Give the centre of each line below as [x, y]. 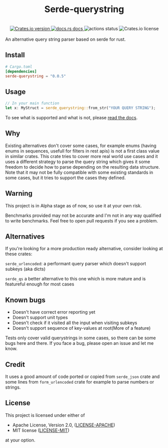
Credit [15, 364]
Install [15, 55]
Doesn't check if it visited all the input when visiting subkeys [75, 323]
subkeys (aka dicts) [26, 269]
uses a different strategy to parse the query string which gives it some [78, 162]
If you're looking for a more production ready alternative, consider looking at [84, 249]
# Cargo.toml [19, 66]
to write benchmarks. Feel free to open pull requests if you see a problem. [82, 220]
